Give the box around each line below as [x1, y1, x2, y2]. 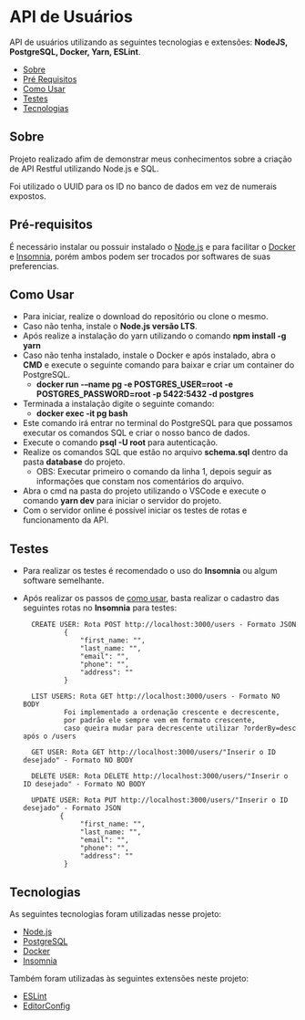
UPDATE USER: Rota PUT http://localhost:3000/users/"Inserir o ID [31, 796, 289, 805]
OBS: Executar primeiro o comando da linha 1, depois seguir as [36, 466, 272, 477]
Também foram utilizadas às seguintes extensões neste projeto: [9, 973, 249, 984]
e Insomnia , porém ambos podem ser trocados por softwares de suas [9, 251, 271, 262]
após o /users [22, 732, 76, 741]
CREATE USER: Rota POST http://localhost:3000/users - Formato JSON [31, 620, 297, 630]
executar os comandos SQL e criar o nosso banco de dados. [22, 427, 250, 439]
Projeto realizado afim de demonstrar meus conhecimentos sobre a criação [9, 153, 293, 164]
